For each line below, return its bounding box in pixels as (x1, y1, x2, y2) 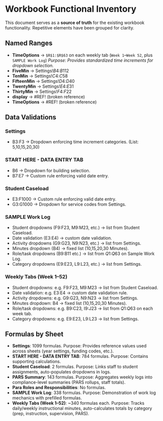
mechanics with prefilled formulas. (12, 395, 82, 401)
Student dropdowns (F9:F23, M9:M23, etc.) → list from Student (12, 224, 140, 231)
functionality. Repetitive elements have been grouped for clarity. (5, 25, 135, 30)
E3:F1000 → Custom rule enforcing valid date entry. (12, 196, 116, 202)
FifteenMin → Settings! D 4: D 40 (12, 78, 75, 84)
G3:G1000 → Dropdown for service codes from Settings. (12, 201, 126, 207)
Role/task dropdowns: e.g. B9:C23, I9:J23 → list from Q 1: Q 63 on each (12, 305, 153, 311)
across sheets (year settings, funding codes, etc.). (12, 348, 114, 354)
